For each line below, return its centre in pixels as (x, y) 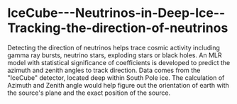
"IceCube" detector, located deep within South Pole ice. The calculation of (116, 77)
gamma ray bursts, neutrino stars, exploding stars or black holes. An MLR (115, 55)
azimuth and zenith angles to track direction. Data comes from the (104, 70)
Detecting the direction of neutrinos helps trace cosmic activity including (114, 47)
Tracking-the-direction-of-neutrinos (118, 28)
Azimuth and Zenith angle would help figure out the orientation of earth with (118, 85)
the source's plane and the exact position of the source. (89, 93)
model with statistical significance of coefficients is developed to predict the (119, 62)
